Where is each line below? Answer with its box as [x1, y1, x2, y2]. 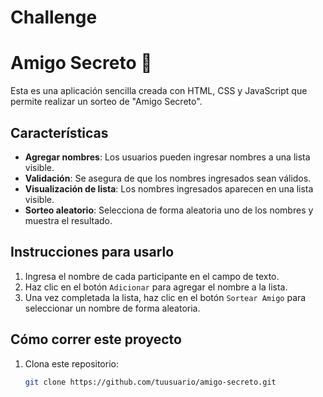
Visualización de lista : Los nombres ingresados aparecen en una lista [24, 182, 314, 195]
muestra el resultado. [24, 214, 113, 226]
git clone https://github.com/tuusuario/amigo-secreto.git [24, 377, 277, 387]
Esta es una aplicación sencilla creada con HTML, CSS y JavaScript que [10, 85, 308, 97]
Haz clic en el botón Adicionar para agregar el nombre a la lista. [24, 281, 288, 293]
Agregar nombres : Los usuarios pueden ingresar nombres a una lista [24, 151, 311, 163]
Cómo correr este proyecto [10, 331, 182, 348]
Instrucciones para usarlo [10, 244, 175, 261]
